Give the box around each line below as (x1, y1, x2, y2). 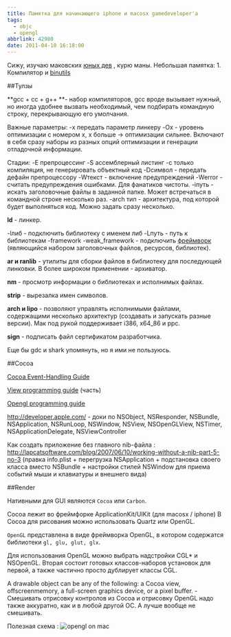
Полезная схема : (7, 622, 59, 630)
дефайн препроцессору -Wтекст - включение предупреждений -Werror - (7, 173, 223, 181)
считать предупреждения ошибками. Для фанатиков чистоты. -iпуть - (7, 181, 214, 188)
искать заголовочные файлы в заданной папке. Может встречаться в (7, 188, 212, 196)
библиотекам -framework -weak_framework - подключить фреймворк (7, 236, 212, 245)
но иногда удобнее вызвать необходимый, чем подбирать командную (7, 103, 214, 110)
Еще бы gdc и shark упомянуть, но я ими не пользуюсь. (7, 346, 171, 354)
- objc (13, 23, 32, 30)
